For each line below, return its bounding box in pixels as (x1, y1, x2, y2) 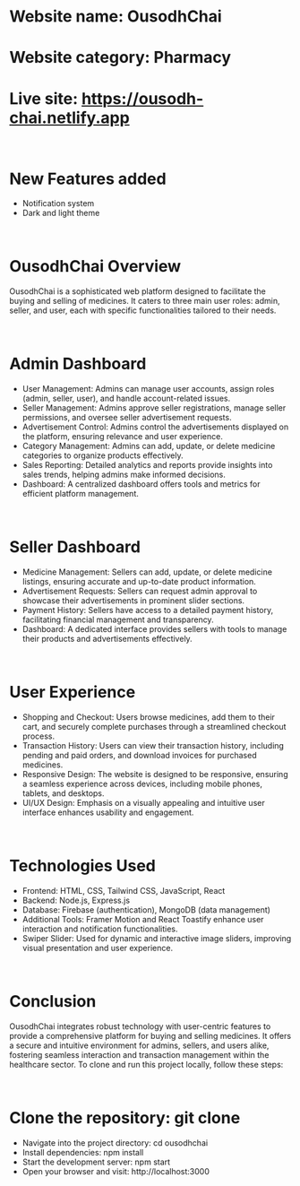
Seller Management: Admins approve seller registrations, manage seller (21, 403, 287, 413)
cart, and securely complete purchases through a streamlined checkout (21, 722, 287, 732)
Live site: (9, 88, 79, 108)
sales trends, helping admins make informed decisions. (21, 469, 227, 480)
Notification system (21, 198, 95, 209)
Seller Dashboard (9, 537, 141, 558)
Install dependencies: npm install (21, 1147, 144, 1157)
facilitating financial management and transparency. (21, 614, 214, 625)
